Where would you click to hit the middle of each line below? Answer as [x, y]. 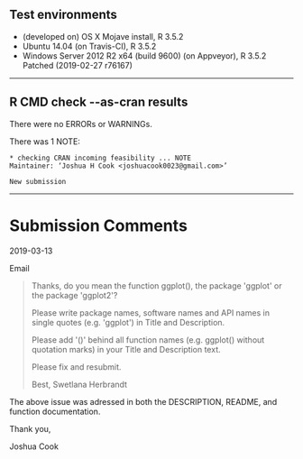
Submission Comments [98, 225]
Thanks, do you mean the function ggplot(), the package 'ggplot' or [156, 285]
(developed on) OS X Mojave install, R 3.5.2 [103, 36]
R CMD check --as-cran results [99, 102]
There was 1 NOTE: [45, 141]
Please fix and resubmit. [76, 367]
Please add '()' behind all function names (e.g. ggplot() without [148, 340]
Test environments [63, 15]
